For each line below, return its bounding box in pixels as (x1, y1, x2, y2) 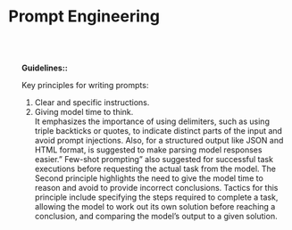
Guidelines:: (21, 62, 68, 73)
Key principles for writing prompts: (21, 79, 149, 90)
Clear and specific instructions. (34, 96, 150, 108)
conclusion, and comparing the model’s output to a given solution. (34, 210, 278, 221)
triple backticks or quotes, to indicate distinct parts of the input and (34, 125, 283, 136)
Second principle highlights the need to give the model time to (34, 172, 264, 184)
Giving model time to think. (34, 106, 134, 117)
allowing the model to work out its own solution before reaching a (34, 201, 276, 211)
